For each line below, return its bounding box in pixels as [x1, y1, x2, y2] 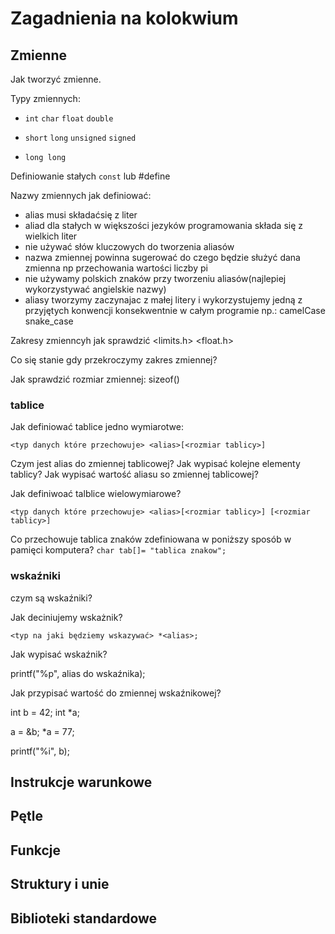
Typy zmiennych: [10, 93, 81, 104]
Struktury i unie [10, 876, 110, 893]
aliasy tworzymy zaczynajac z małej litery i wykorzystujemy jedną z [24, 294, 303, 306]
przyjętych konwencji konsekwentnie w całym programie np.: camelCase [24, 305, 326, 316]
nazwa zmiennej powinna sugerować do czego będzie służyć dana [24, 252, 301, 263]
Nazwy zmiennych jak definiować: [10, 190, 152, 201]
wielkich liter [24, 230, 78, 242]
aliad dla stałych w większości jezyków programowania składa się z [24, 220, 303, 231]
